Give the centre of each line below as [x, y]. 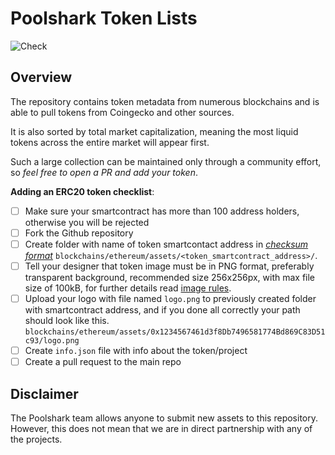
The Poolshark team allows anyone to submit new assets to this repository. [164, 418]
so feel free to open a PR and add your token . [104, 172]
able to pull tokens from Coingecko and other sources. [122, 112]
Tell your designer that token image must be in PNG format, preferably [169, 266]
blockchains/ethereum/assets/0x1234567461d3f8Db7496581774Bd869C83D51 [175, 332]
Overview [41, 77]
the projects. [36, 439]
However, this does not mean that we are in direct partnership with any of [161, 428]
